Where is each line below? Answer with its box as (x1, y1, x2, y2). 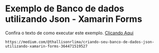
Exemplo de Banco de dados (5, 3, 124, 14)
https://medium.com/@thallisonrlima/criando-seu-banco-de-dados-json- (5, 39, 155, 45)
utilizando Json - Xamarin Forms (5, 13, 143, 25)
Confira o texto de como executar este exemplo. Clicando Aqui (5, 30, 134, 36)
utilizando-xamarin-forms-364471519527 (5, 44, 88, 49)
